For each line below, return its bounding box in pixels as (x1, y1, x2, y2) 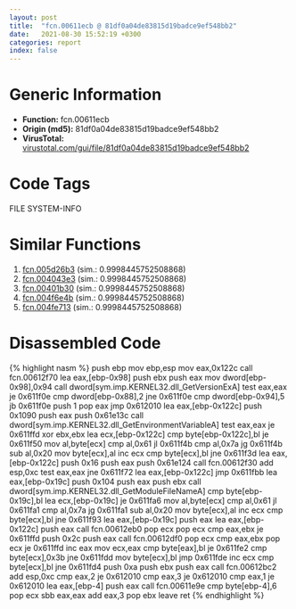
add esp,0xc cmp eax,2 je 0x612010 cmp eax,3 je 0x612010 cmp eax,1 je (9, 571, 275, 581)
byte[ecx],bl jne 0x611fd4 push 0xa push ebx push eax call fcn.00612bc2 (9, 561, 277, 572)
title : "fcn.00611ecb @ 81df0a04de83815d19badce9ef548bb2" (9, 21, 238, 30)
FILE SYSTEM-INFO (9, 203, 82, 214)
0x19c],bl (9, 495, 43, 506)
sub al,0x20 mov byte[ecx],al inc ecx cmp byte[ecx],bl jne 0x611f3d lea (9, 448, 270, 458)
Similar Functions (9, 235, 141, 255)
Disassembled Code (9, 333, 161, 353)
